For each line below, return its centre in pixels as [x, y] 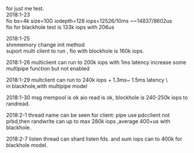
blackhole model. [27, 145]
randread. [18, 104]
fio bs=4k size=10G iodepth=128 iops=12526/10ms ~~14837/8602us [89, 21]
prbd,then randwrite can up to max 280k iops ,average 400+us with [88, 121]
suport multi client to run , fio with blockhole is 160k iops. [75, 51]
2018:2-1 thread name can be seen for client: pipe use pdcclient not [88, 115]
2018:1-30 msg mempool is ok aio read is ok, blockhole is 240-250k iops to [97, 97]
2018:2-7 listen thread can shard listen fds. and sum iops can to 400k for [94, 139]
